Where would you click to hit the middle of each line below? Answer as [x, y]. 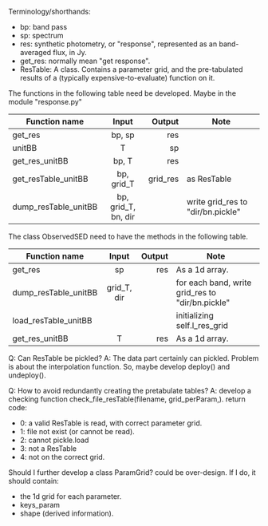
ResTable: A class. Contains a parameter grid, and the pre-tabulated [131, 69]
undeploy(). [27, 375]
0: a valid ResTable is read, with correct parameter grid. [111, 423]
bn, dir [123, 217]
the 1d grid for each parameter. [71, 496]
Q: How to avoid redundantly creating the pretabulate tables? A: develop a [130, 391]
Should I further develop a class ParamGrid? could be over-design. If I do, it [132, 473]
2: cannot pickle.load [54, 440]
